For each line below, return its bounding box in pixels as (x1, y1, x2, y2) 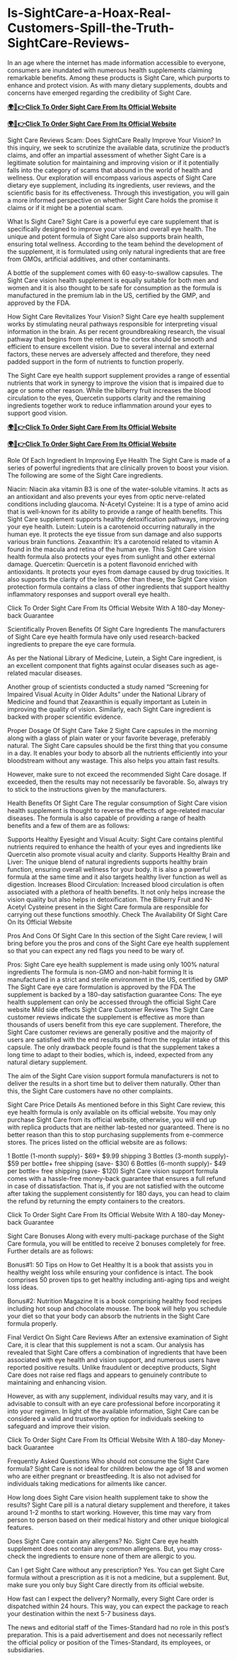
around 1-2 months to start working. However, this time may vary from (7, 1508, 212, 1516)
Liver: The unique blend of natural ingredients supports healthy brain (7, 858, 208, 866)
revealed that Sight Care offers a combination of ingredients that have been (7, 1348, 227, 1356)
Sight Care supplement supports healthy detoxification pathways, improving (7, 514, 229, 523)
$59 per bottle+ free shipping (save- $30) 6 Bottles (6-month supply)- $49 (7, 1159, 226, 1168)
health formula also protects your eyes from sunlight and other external (7, 552, 215, 560)
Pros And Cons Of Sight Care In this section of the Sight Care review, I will (7, 931, 223, 940)
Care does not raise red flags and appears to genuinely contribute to (7, 1371, 207, 1379)
